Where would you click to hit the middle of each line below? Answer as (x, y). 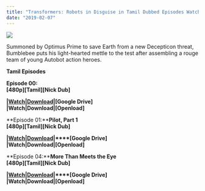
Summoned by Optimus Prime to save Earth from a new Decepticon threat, (100, 46)
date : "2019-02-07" (31, 18)
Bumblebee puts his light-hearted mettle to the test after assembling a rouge (102, 53)
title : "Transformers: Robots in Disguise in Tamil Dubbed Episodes (95, 12)
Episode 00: (22, 83)
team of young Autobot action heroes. (54, 59)
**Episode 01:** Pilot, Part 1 (42, 120)
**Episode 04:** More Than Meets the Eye (62, 156)
